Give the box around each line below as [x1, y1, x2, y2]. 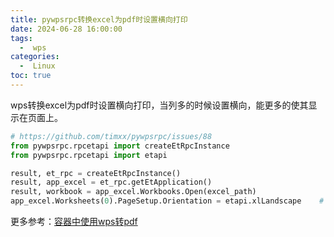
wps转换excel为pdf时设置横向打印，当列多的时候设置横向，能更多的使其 [10, 99, 309, 111]
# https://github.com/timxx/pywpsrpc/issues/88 [10, 131, 213, 141]
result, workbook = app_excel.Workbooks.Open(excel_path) [10, 187, 257, 197]
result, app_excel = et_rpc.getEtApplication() [10, 177, 213, 188]
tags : [10, 33, 33, 43]
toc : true [10, 71, 52, 81]
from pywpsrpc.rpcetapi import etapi [10, 150, 168, 160]
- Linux [19, 61, 56, 71]
